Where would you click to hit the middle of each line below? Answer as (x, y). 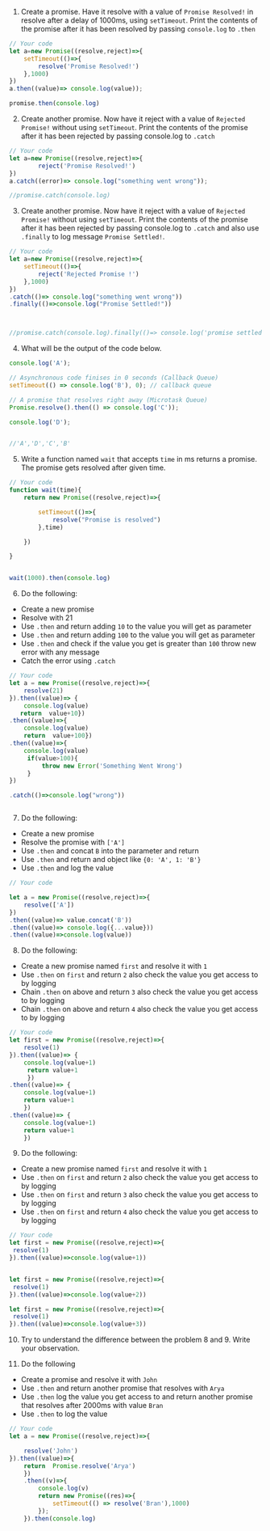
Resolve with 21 (47, 618)
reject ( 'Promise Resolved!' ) (87, 166)
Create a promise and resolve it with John (89, 1380)
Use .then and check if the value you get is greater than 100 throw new (139, 644)
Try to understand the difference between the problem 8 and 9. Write (135, 1340)
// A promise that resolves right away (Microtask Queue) (108, 400)
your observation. (50, 1348)
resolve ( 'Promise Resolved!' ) (89, 66)
